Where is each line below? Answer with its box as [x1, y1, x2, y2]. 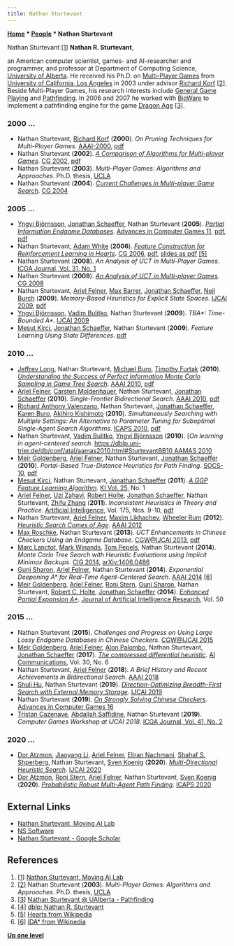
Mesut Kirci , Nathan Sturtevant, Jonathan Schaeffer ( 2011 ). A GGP [17, 476, 208, 485]
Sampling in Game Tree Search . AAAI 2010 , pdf [17, 379, 154, 388]
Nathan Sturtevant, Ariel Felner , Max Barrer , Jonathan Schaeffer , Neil [17, 287, 215, 295]
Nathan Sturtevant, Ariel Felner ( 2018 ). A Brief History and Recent [17, 665, 207, 673]
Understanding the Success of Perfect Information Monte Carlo [17, 372, 201, 380]
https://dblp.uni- [94, 438, 142, 447]
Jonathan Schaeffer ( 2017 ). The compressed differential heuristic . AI [17, 650, 215, 659]
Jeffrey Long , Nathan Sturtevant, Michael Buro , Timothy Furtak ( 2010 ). [17, 364, 221, 373]
